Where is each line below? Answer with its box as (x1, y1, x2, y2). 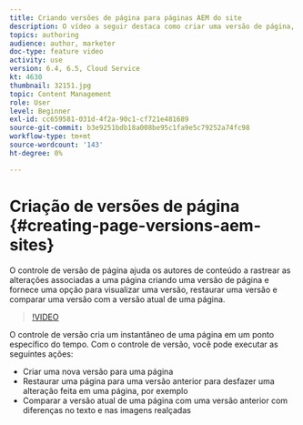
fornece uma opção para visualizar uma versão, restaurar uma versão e (9, 284, 278, 295)
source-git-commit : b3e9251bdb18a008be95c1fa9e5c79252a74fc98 (9, 124, 250, 133)
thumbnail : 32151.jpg (9, 81, 92, 90)
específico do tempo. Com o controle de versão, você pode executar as (9, 339, 279, 349)
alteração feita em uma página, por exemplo (22, 385, 188, 396)
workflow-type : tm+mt (9, 132, 92, 141)
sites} (9, 234, 55, 255)
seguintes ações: (9, 348, 74, 359)
